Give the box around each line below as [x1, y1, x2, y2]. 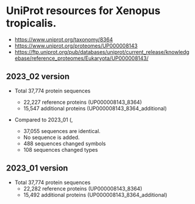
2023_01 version [6, 163, 69, 174]
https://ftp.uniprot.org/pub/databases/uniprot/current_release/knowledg [14, 48, 190, 55]
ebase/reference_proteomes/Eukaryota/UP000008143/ [14, 55, 149, 62]
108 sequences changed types [23, 146, 98, 153]
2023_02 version [6, 72, 70, 81]
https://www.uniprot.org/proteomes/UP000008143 [14, 42, 138, 49]
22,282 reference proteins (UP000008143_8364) [23, 185, 143, 192]
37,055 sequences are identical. [23, 127, 101, 134]
